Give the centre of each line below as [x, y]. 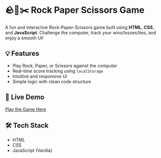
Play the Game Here [26, 109]
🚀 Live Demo [25, 97]
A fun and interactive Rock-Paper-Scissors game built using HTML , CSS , [80, 27]
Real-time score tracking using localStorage [58, 71]
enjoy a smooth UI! [24, 38]
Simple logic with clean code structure [52, 81]
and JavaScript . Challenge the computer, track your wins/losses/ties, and [81, 32]
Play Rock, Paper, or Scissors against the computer [65, 65]
